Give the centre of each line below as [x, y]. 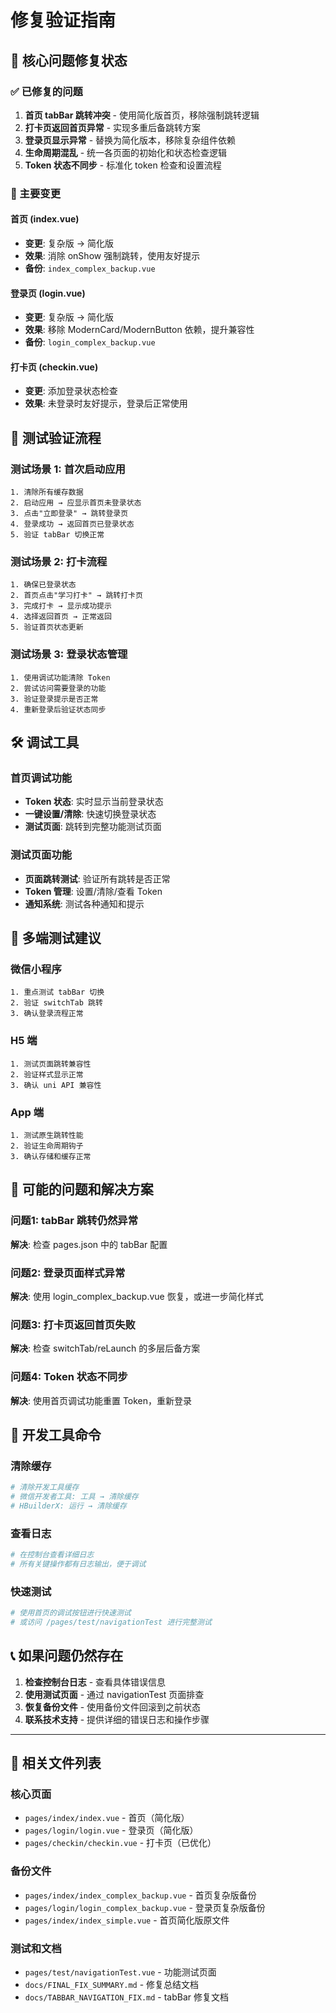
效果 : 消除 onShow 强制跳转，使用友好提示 [112, 255]
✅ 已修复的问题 [46, 91]
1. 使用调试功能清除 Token [60, 677]
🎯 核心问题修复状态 [69, 60]
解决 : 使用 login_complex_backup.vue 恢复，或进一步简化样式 [137, 1296]
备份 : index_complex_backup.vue [90, 268]
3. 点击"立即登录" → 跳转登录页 [69, 514]
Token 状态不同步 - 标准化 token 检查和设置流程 [123, 165]
